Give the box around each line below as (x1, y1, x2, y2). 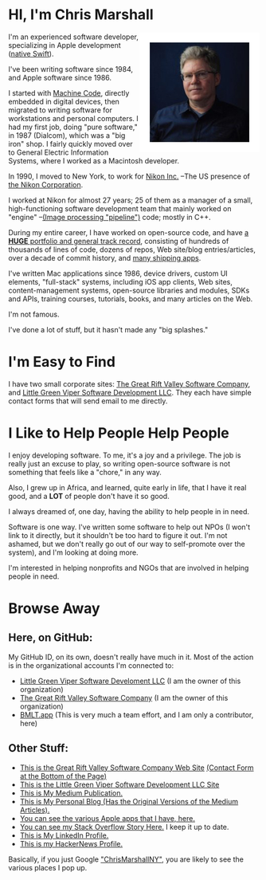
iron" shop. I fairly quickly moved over (8, 139, 133, 148)
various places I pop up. (8, 862, 88, 872)
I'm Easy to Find (8, 353, 115, 371)
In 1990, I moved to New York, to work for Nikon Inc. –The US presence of (8, 171, 251, 181)
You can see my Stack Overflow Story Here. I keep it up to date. (19, 822, 229, 831)
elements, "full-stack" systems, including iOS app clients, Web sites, (8, 277, 233, 286)
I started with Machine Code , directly (8, 88, 130, 97)
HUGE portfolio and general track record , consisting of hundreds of (8, 236, 229, 246)
